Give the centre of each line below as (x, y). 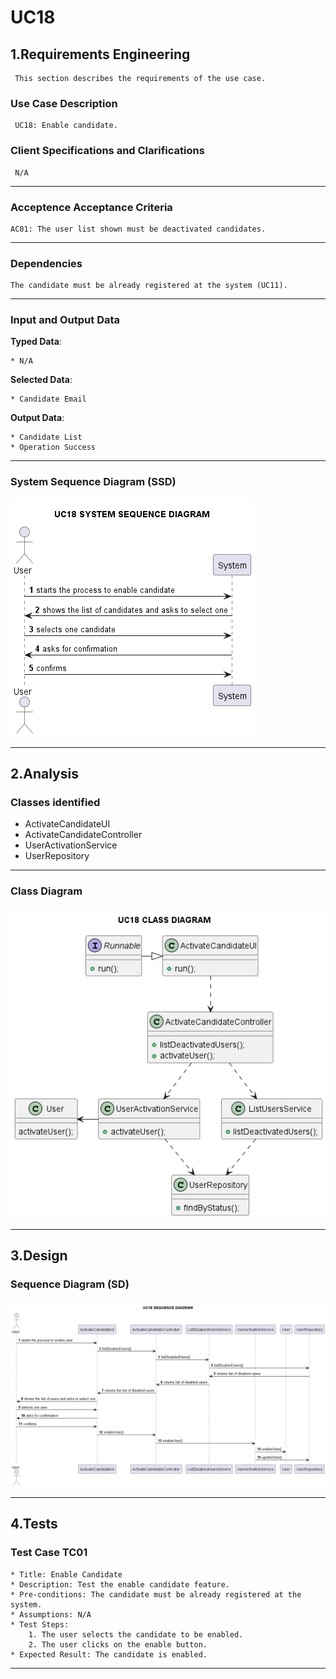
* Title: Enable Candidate (66, 1574)
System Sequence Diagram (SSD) (93, 482)
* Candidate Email (48, 399)
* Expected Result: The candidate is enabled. (109, 1654)
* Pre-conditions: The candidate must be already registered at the (156, 1594)
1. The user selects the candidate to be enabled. (136, 1634)
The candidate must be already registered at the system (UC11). (149, 286)
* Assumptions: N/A (51, 1614)
